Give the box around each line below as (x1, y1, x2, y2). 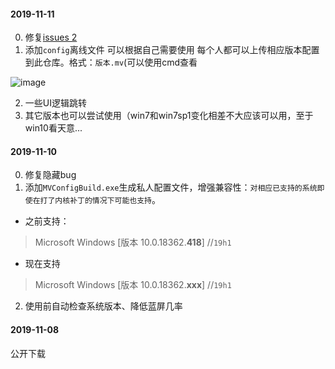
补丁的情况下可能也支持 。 (69, 194, 161, 206)
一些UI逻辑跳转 (24, 97, 87, 109)
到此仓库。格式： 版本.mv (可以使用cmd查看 (24, 56, 198, 69)
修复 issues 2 (24, 31, 78, 44)
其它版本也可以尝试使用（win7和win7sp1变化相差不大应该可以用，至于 (24, 110, 314, 122)
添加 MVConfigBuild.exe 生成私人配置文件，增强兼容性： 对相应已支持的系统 (24, 181, 318, 194)
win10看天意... (24, 122, 83, 134)
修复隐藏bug (24, 169, 77, 181)
